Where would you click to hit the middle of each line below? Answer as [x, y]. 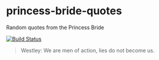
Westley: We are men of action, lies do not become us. [88, 50]
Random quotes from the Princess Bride [55, 27]
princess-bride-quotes [64, 11]
